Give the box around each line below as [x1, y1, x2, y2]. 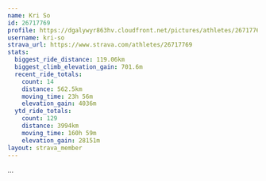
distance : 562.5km [21, 85, 83, 93]
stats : [7, 48, 29, 56]
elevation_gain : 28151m [21, 136, 101, 145]
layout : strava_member [7, 144, 83, 152]
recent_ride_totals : [14, 70, 83, 78]
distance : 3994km [21, 122, 79, 130]
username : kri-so [7, 33, 65, 42]
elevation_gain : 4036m [21, 100, 97, 107]
